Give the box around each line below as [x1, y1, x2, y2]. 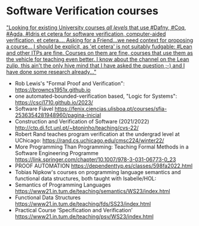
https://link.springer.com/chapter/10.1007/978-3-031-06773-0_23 [14, 156, 176, 163]
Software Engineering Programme [14, 149, 99, 156]
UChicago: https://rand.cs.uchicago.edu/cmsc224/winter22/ [14, 137, 164, 144]
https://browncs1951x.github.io [14, 86, 91, 93]
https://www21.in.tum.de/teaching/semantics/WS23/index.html [14, 187, 170, 194]
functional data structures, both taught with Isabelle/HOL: [14, 175, 157, 182]
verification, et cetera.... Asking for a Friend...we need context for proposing [6, 36, 194, 44]
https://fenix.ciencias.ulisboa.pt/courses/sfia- [54, 105, 167, 112]
